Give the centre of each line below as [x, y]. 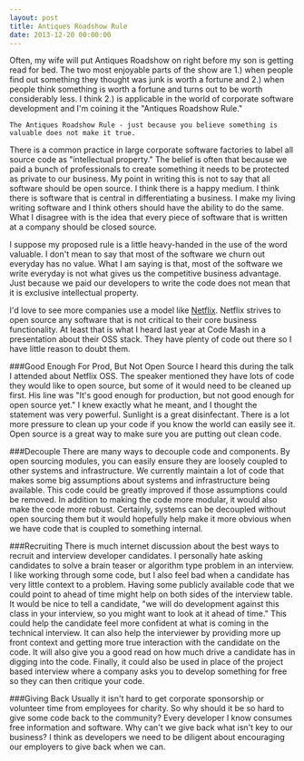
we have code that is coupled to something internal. [106, 529]
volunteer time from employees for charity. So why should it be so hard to [147, 708]
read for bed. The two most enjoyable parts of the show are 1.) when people [151, 70]
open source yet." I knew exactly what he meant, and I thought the [133, 405]
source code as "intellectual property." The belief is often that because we [148, 160]
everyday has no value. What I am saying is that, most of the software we [146, 264]
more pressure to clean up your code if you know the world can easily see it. [152, 424]
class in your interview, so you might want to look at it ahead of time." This [148, 614]
